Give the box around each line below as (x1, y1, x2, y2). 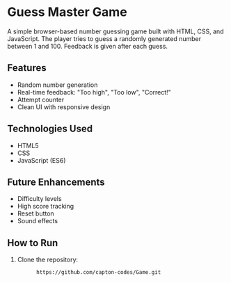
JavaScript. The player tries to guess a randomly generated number (7, 34, 202, 42)
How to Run (7, 237, 58, 249)
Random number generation (17, 81, 98, 89)
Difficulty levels (17, 195, 62, 203)
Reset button (17, 209, 54, 218)
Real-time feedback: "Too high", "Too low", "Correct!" (17, 88, 172, 96)
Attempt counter (17, 95, 65, 104)
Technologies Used (7, 123, 93, 135)
